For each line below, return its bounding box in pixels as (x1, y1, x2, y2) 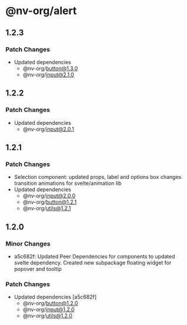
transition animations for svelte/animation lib (14, 180, 122, 187)
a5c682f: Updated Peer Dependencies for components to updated (14, 253, 175, 260)
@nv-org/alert (5, 4, 77, 18)
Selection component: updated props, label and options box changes (14, 174, 182, 181)
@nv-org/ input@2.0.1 (22, 125, 74, 132)
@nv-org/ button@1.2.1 (22, 198, 77, 205)
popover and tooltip (14, 265, 62, 272)
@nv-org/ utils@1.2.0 (22, 312, 73, 319)
